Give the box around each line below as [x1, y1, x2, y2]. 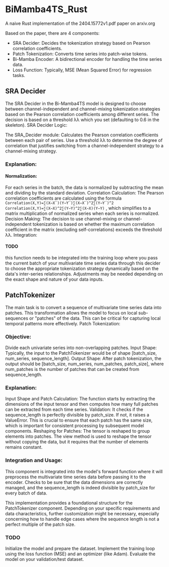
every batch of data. [5, 490, 47, 496]
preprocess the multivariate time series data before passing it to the [5, 474, 146, 480]
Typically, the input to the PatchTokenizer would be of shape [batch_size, [5, 350, 157, 356]
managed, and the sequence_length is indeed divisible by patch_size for [5, 484, 155, 490]
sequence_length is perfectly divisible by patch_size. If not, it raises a [5, 412, 150, 418]
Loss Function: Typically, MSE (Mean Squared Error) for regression [12, 67, 152, 73]
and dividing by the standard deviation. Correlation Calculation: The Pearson [5, 190, 164, 196]
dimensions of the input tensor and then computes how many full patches [5, 401, 158, 407]
